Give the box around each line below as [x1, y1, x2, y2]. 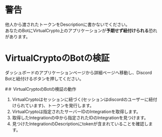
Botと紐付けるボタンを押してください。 [5, 76, 84, 81]
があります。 [5, 34, 31, 39]
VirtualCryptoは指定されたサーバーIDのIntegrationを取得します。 [12, 108, 141, 115]
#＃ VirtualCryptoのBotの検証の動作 [5, 86, 77, 92]
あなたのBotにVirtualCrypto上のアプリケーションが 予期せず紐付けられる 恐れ [5, 27, 158, 33]
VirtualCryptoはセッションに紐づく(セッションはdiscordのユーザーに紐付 [12, 96, 158, 102]
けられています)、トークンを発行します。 [12, 102, 95, 108]
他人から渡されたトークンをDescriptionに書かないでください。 [5, 21, 130, 27]
